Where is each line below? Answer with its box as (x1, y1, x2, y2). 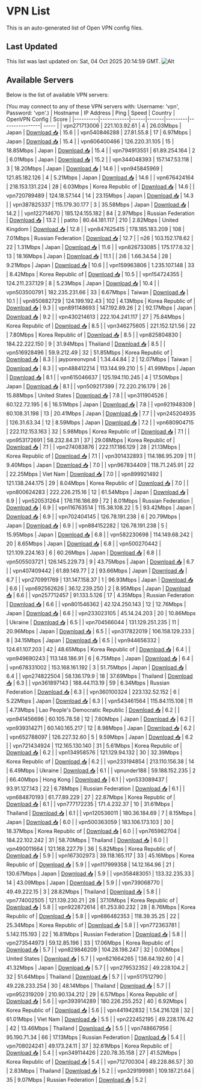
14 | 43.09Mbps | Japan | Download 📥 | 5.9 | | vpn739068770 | (6, 879, 164, 886)
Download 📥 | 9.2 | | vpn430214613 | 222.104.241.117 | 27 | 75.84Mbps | (6, 313, 185, 320)
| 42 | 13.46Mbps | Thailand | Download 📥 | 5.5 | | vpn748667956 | (6, 1025, 173, 1032)
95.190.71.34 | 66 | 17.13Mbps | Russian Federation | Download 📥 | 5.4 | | (6, 1034, 186, 1041)
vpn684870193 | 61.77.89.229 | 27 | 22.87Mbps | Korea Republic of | (6, 793, 176, 801)
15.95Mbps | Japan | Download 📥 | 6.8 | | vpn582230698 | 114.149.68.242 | (6, 531, 194, 538)
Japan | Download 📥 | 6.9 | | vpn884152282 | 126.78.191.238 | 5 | (6, 522, 168, 529)
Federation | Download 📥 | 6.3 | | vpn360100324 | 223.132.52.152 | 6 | (6, 688, 180, 695)
